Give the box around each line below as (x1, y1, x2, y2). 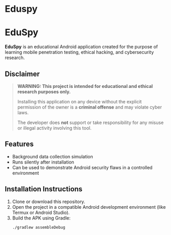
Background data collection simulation (12, 153, 93, 159)
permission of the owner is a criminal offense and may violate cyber (17, 104, 162, 110)
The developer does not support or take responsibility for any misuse (17, 119, 164, 125)
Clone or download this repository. (12, 198, 85, 205)
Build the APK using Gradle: (12, 214, 71, 221)
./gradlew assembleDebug (12, 225, 66, 230)
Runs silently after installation (12, 159, 75, 165)
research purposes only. (17, 88, 71, 95)
